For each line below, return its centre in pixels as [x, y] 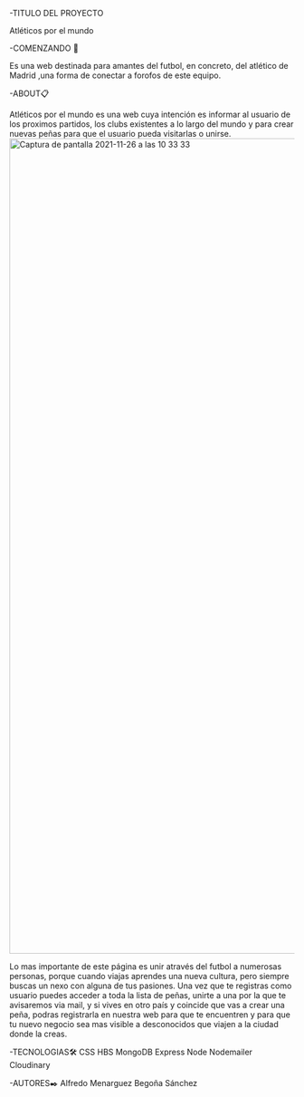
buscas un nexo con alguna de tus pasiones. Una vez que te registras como [151, 986]
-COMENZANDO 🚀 [44, 48]
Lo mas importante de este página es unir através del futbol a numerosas [146, 967]
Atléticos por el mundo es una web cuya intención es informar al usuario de [150, 114]
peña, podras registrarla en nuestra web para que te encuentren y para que [150, 1015]
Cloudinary [30, 1065]
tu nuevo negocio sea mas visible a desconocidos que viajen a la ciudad [144, 1024]
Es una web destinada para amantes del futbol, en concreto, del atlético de [149, 66]
